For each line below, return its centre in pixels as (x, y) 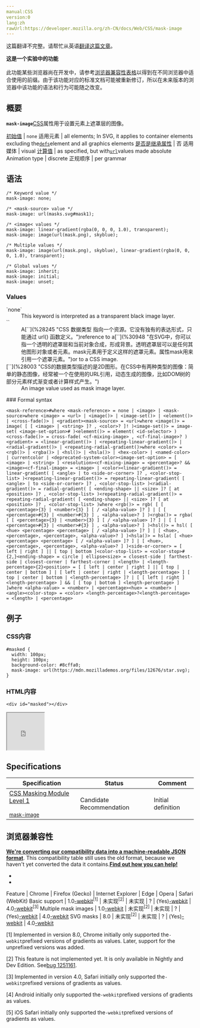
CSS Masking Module (39, 793)
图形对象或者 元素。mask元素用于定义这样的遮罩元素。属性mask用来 (110, 352)
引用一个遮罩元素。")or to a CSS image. (70, 359)
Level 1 (19, 800)
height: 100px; (30, 660)
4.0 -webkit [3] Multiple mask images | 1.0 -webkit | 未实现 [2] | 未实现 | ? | (93, 908)
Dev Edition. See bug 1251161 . (42, 965)
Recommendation (105, 807)
